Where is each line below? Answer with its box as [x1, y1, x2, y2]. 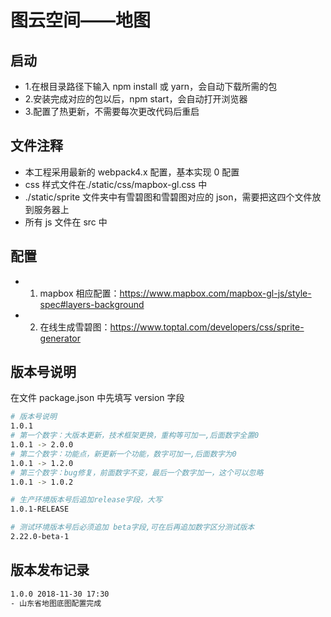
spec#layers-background [39, 298, 145, 310]
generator [39, 332, 82, 344]
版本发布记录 [10, 562, 90, 579]
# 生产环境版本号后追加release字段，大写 [10, 495, 163, 505]
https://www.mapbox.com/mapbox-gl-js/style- [119, 287, 312, 299]
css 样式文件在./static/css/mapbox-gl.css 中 [24, 178, 208, 190]
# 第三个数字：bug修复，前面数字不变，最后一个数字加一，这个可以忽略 [10, 467, 264, 478]
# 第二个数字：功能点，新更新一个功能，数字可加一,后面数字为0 [10, 449, 237, 459]
